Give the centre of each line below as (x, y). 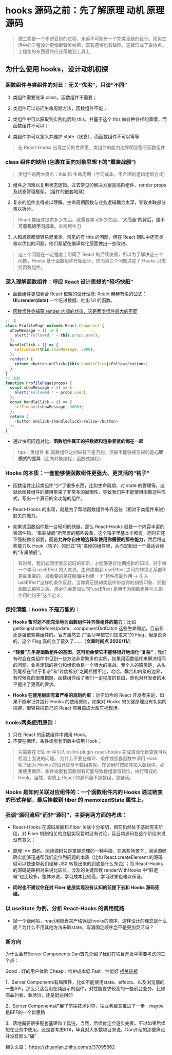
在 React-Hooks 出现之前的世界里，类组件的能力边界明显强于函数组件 (91, 147)
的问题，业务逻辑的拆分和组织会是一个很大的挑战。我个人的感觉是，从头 (89, 665)
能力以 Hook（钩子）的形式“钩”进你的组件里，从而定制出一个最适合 (89, 545)
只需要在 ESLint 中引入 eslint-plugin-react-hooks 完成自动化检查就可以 (92, 752)
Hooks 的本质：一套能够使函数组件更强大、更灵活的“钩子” (78, 473)
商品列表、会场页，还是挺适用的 (39, 995)
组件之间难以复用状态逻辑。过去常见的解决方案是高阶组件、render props (90, 185)
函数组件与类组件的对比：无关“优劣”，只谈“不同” (66, 85)
